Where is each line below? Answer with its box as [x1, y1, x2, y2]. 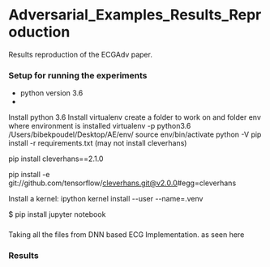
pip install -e [8, 170, 50, 180]
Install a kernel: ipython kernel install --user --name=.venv [8, 194, 204, 204]
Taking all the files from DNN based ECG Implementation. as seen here [8, 230, 245, 239]
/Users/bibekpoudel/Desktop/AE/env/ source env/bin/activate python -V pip [8, 129, 262, 139]
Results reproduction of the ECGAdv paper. [8, 49, 152, 59]
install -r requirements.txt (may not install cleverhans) [8, 138, 187, 148]
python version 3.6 [19, 88, 84, 98]
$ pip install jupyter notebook [8, 210, 106, 219]
